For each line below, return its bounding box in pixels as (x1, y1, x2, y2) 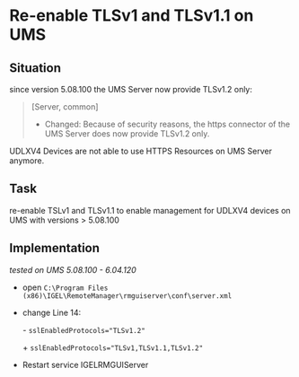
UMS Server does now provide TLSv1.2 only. (44, 128, 210, 139)
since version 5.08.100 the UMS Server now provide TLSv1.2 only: (9, 84, 253, 94)
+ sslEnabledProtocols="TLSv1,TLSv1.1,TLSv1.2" (22, 342, 204, 353)
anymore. (9, 155, 45, 166)
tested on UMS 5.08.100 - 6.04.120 (9, 264, 136, 275)
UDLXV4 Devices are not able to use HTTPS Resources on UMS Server (9, 145, 272, 156)
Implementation (9, 241, 101, 256)
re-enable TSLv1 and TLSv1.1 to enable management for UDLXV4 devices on (9, 205, 291, 215)
